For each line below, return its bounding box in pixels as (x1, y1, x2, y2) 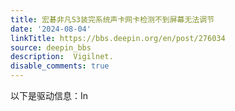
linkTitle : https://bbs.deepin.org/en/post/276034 (10, 33, 226, 43)
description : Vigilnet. (10, 52, 114, 62)
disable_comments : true (10, 61, 110, 71)
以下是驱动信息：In (10, 90, 89, 101)
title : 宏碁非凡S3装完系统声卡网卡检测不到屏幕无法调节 (10, 14, 215, 25)
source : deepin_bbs (10, 42, 92, 53)
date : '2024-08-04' (10, 24, 92, 34)
